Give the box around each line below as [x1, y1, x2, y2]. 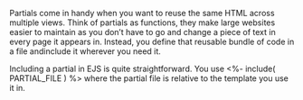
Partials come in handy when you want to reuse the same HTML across [9, 8, 275, 18]
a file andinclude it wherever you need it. [9, 46, 161, 57]
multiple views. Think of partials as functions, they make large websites [9, 17, 276, 28]
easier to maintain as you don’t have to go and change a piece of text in [9, 27, 276, 37]
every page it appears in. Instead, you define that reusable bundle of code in [9, 36, 295, 47]
